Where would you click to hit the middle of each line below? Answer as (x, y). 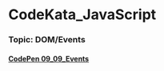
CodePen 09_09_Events (49, 58)
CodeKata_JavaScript (82, 15)
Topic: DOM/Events (47, 40)
